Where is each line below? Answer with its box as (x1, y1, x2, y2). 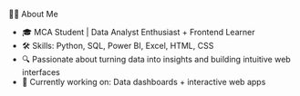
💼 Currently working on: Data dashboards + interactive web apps (21, 77, 266, 87)
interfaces (21, 67, 60, 77)
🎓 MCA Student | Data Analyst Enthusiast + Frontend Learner (21, 27, 255, 37)
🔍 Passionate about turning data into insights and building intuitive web (21, 54, 291, 64)
